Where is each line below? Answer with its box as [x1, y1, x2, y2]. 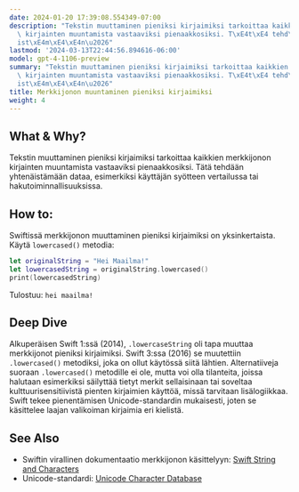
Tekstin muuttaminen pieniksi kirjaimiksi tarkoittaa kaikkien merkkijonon [9, 152, 271, 163]
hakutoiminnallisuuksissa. [9, 181, 103, 191]
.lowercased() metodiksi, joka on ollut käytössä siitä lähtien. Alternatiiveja [9, 358, 279, 368]
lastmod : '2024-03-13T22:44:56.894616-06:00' [9, 46, 181, 55]
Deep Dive [9, 315, 68, 330]
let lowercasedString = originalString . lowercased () [9, 264, 209, 274]
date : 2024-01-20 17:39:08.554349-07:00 [9, 12, 162, 22]
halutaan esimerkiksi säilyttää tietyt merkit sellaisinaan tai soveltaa [9, 376, 253, 387]
